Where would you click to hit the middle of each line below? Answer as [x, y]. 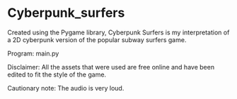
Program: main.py [33, 53]
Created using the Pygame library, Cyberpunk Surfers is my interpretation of [118, 32]
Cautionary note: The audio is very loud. [66, 88]
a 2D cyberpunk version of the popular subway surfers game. [97, 39]
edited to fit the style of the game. [57, 74]
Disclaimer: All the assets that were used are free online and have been [111, 67]
